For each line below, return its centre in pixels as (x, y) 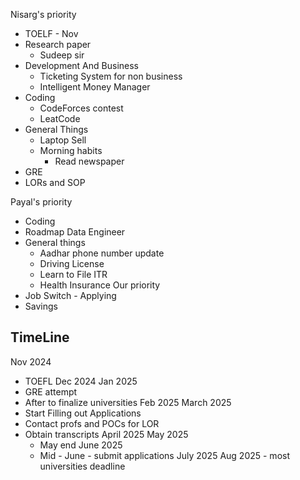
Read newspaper (89, 161)
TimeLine (40, 337)
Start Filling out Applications (83, 413)
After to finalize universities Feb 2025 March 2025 (128, 402)
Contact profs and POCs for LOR (92, 423)
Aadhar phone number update (102, 253)
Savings (41, 306)
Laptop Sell (63, 140)
